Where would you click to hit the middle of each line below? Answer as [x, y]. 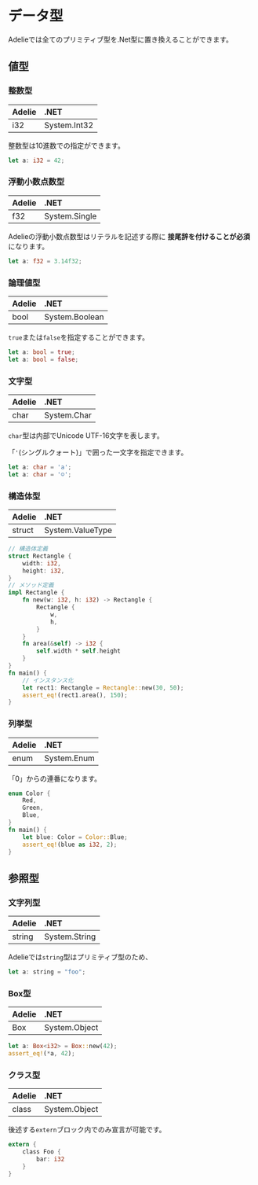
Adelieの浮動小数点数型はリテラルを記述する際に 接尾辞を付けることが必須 [129, 236]
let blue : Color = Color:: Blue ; [75, 837]
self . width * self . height [79, 651]
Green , [33, 808]
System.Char [68, 415]
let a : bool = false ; [44, 359]
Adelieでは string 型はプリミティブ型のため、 [80, 957]
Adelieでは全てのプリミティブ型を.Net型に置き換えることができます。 [120, 39]
